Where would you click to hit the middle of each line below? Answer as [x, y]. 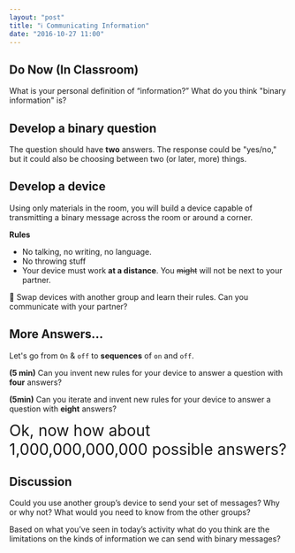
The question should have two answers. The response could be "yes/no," [143, 150]
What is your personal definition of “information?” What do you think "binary [148, 91]
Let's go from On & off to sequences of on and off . [102, 356]
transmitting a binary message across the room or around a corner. [131, 217]
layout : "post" [37, 17]
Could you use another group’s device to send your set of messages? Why [144, 503]
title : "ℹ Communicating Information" [79, 26]
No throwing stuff [54, 261]
